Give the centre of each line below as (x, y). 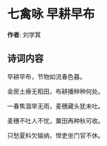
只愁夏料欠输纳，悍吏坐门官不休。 (56, 135)
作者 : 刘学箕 (24, 35)
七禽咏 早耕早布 (51, 14)
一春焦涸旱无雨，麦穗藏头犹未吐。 (56, 106)
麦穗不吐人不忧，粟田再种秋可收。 (56, 120)
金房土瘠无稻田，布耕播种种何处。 (56, 91)
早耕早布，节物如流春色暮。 (47, 76)
